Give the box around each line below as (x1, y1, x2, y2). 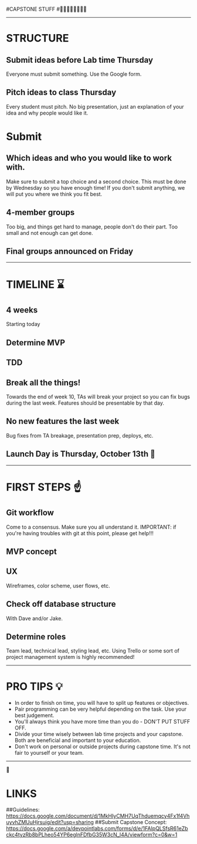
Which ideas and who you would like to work (6, 153, 172, 163)
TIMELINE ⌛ (6, 278, 64, 291)
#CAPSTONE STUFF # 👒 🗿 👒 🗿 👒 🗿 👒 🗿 (6, 6, 87, 12)
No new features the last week (6, 416, 120, 426)
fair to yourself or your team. (14, 749, 84, 756)
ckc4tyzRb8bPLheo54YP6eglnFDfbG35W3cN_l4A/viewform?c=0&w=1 (6, 831, 178, 838)
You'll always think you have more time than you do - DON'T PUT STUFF (14, 718, 191, 725)
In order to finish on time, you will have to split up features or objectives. (14, 700, 189, 707)
